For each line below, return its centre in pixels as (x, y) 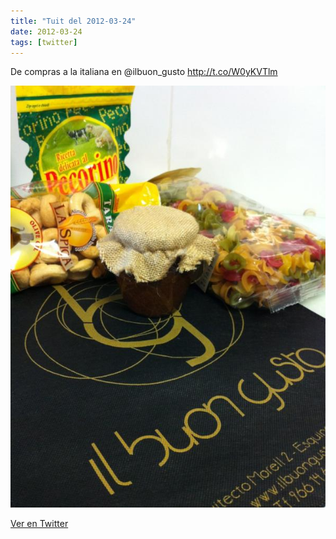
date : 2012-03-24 (46, 31)
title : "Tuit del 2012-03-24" (73, 21)
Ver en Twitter (39, 523)
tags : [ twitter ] (44, 42)
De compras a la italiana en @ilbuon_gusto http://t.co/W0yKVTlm (144, 72)
